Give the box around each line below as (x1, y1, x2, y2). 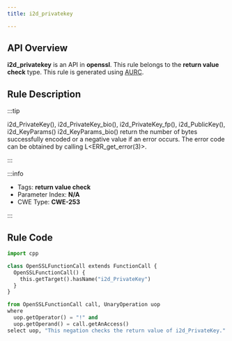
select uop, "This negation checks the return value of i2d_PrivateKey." (7, 327, 226, 334)
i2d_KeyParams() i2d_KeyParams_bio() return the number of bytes (7, 128, 198, 136)
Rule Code (7, 232, 54, 243)
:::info (7, 169, 24, 178)
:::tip (7, 107, 20, 115)
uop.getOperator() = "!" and (13, 315, 98, 321)
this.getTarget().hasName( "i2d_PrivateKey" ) (20, 275, 151, 282)
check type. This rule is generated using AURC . (7, 68, 144, 77)
